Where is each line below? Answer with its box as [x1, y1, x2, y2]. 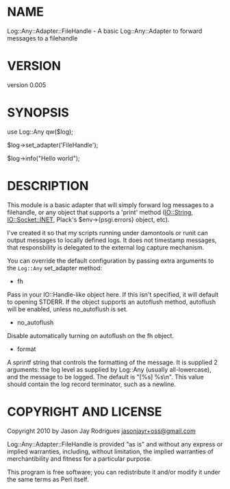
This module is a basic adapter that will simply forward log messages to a [7, 200, 214, 209]
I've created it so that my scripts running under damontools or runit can [7, 228, 208, 237]
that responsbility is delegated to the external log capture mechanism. [7, 243, 205, 251]
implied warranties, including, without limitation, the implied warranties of [7, 447, 214, 455]
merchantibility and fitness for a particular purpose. [7, 454, 153, 463]
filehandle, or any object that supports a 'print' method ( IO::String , [7, 208, 194, 216]
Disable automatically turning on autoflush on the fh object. [7, 331, 175, 339]
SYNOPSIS [7, 105, 70, 121]
